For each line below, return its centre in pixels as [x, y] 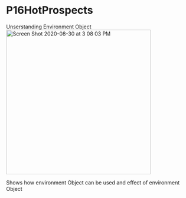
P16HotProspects [50, 10]
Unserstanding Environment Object [49, 27]
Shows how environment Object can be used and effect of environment [93, 182]
